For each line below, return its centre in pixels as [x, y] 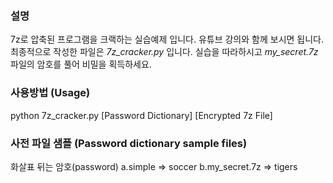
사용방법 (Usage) [50, 93]
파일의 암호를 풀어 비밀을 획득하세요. [81, 64]
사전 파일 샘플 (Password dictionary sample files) [129, 143]
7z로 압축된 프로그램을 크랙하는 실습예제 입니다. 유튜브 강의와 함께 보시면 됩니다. [167, 39]
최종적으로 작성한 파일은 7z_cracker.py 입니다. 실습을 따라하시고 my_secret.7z [164, 52]
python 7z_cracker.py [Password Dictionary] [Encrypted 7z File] [141, 115]
